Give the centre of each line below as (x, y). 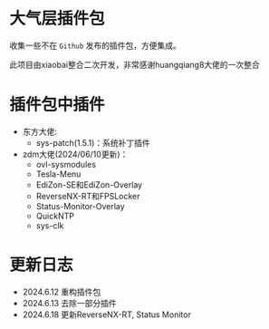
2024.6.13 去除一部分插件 (70, 303)
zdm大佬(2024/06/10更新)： (75, 154)
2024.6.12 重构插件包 (62, 292)
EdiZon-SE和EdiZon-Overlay (89, 184)
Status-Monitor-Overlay (80, 206)
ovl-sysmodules (66, 164)
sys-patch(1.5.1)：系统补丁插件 (93, 142)
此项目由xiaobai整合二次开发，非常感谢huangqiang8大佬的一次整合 (134, 64)
